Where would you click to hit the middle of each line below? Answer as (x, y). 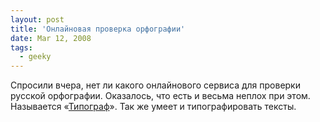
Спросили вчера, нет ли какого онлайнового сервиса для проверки (155, 85)
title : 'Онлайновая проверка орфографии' (98, 29)
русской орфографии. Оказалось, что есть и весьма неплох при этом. (160, 96)
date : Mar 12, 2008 (51, 38)
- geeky (35, 57)
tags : (21, 47)
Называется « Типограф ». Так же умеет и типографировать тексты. (153, 107)
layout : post (37, 19)
